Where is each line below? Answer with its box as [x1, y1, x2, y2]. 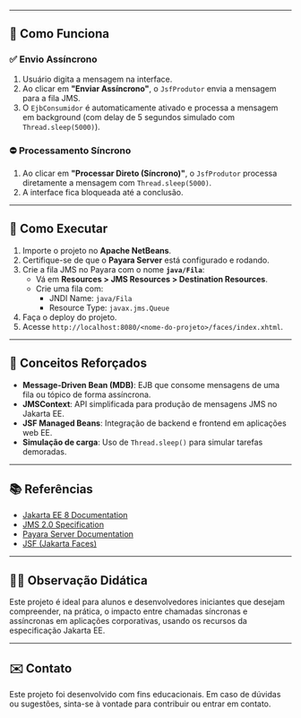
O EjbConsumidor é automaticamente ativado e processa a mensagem [21, 102, 279, 113]
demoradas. [21, 446, 67, 457]
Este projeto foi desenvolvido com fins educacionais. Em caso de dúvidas [9, 689, 281, 700]
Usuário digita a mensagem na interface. [21, 74, 173, 84]
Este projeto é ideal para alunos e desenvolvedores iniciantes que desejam [9, 597, 285, 608]
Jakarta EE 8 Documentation [21, 510, 128, 521]
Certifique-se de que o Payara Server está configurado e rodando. [21, 255, 271, 265]
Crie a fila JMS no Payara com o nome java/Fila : [21, 264, 205, 274]
